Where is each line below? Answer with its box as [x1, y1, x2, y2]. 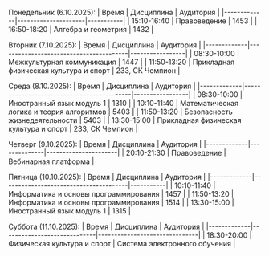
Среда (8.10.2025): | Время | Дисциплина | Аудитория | [8, 81, 196, 91]
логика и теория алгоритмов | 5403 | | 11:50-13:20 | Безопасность [8, 107, 233, 116]
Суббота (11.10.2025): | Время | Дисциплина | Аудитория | [8, 221, 205, 231]
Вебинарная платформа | [8, 156, 95, 166]
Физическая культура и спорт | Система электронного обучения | [8, 239, 236, 248]
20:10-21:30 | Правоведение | [125, 148, 226, 157]
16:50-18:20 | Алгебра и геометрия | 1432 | [8, 25, 154, 34]
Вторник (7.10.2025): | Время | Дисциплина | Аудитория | [8, 40, 202, 50]
